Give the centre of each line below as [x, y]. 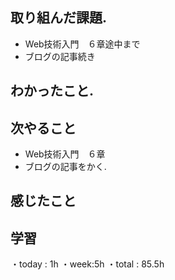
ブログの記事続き [60, 56]
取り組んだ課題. [59, 18]
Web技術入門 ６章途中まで [82, 44]
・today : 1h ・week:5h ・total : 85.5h [87, 264]
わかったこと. [52, 91]
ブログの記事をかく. [65, 167]
